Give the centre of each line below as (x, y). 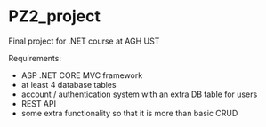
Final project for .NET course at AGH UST (84, 41)
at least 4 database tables (69, 84)
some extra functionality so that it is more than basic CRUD (129, 113)
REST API (39, 103)
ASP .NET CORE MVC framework (82, 75)
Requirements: (35, 58)
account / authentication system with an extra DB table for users (139, 94)
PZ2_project (55, 16)
